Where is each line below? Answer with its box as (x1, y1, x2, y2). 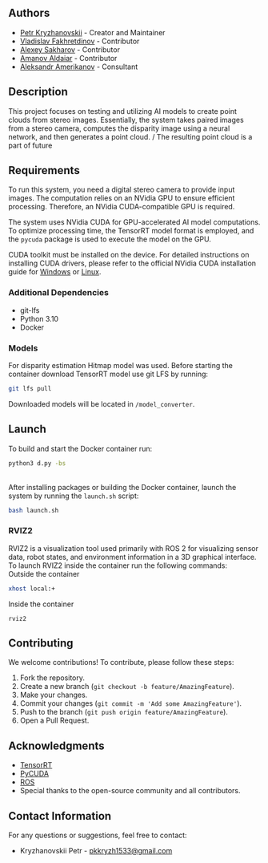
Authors (8, 6, 50, 20)
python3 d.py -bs (8, 459, 66, 468)
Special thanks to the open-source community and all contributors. (19, 786, 242, 796)
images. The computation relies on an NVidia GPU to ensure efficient (8, 193, 235, 203)
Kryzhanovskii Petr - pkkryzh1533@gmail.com (19, 846, 173, 856)
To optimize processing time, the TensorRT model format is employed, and (8, 226, 254, 236)
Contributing (8, 637, 74, 650)
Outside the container (8, 569, 80, 578)
